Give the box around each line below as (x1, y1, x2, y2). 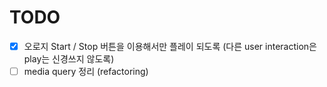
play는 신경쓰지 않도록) (23, 53, 115, 65)
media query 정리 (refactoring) (23, 66, 149, 77)
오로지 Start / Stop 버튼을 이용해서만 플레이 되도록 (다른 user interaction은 (23, 40, 317, 52)
